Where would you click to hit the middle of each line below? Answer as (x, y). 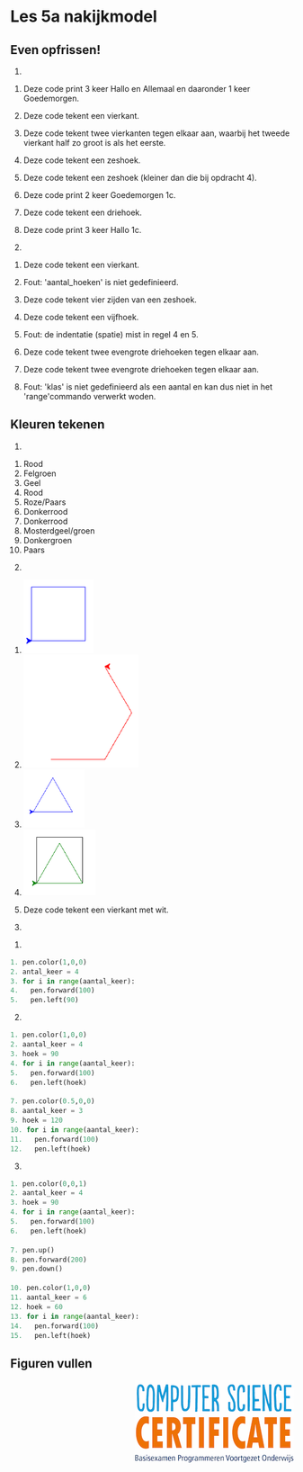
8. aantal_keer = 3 (47, 1111)
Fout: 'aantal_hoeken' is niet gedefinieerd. (101, 282)
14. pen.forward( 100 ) (55, 1326)
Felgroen (40, 473)
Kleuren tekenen (58, 425)
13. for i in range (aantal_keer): (75, 1316)
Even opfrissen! (56, 50)
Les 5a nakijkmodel (84, 17)
